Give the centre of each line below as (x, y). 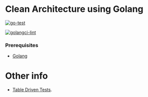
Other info (27, 76)
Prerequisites (22, 45)
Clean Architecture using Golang (74, 9)
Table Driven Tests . (32, 90)
